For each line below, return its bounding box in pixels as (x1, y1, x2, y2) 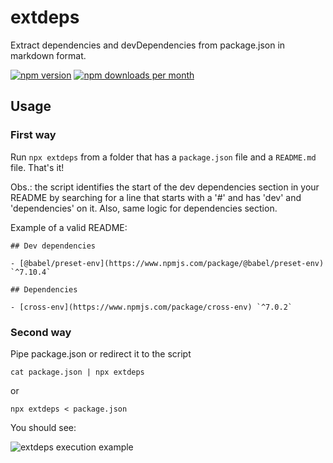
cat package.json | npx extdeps (10, 367, 145, 377)
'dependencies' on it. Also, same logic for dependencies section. (10, 202, 278, 214)
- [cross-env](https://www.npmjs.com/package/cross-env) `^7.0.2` (10, 302, 293, 312)
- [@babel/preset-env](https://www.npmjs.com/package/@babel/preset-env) (10, 258, 325, 268)
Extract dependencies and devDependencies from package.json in (10, 39, 286, 51)
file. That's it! (10, 161, 65, 173)
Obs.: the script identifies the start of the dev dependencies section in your (10, 181, 320, 193)
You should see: (10, 421, 77, 433)
